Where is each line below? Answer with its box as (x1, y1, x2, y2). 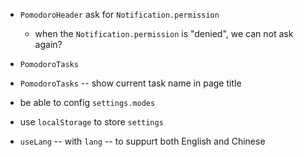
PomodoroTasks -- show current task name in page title (19, 77, 242, 89)
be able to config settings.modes (19, 97, 156, 108)
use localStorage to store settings (19, 116, 164, 128)
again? (34, 39, 63, 50)
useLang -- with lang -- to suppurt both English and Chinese (19, 135, 266, 147)
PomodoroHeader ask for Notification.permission (19, 9, 220, 20)
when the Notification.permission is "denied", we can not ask (34, 28, 294, 39)
